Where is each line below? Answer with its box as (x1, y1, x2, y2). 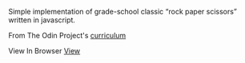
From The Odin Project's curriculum (8, 31, 127, 40)
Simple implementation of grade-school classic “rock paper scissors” (8, 7, 238, 16)
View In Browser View (8, 46, 81, 55)
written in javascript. (8, 15, 76, 25)
